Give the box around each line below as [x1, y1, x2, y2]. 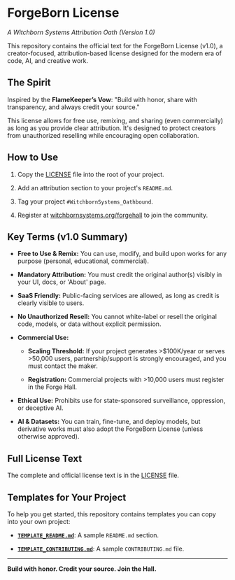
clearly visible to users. [17, 299, 85, 307]
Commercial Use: [17, 334, 69, 342]
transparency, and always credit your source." [7, 103, 140, 111]
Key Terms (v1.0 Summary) [7, 231, 128, 243]
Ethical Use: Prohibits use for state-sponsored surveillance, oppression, [17, 397, 226, 405]
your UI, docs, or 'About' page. [17, 278, 106, 286]
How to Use [7, 152, 59, 164]
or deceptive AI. [17, 404, 64, 412]
